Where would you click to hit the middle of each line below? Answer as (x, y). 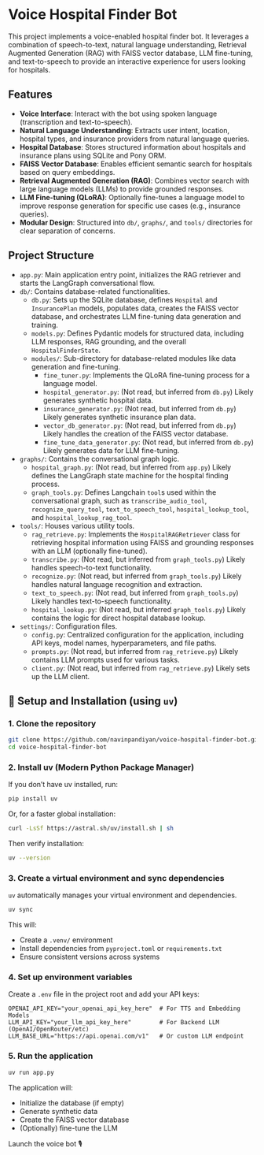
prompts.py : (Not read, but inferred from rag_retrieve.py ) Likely (135, 651)
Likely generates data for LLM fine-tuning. (111, 450)
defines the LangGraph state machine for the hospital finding (130, 475)
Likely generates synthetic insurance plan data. (119, 417)
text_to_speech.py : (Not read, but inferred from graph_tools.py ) (135, 592)
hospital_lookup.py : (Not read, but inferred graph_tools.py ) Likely (138, 609)
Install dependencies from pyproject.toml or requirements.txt (121, 949)
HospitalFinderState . (66, 350)
